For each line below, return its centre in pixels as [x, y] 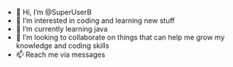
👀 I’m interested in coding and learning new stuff [95, 20]
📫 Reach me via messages [60, 54]
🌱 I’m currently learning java [62, 29]
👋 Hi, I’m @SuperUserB [54, 12]
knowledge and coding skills [62, 46]
